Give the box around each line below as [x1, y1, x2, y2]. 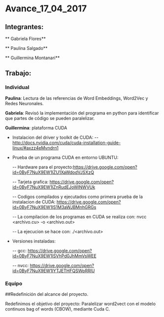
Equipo [5, 280, 23, 287]
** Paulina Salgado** [5, 45, 48, 51]
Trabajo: [5, 69, 32, 78]
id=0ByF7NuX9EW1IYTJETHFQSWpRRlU [12, 268, 95, 274]
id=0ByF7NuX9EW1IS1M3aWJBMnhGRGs [12, 204, 97, 210]
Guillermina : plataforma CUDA [5, 124, 67, 131]
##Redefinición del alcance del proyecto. [5, 291, 89, 297]
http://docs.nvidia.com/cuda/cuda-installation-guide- [12, 139, 121, 146]
